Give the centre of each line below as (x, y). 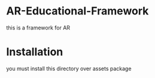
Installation (35, 52)
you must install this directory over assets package (69, 68)
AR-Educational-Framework (77, 11)
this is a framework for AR (38, 28)
